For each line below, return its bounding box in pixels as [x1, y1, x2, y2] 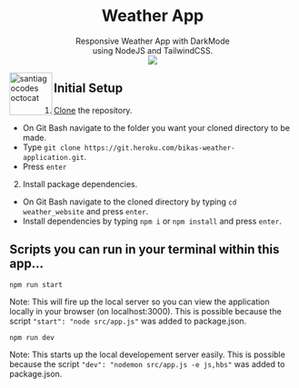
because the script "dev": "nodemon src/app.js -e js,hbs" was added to [9, 358, 285, 369]
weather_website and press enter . [22, 205, 149, 216]
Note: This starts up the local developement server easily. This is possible [9, 349, 286, 360]
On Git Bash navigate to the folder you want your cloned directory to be [22, 122, 291, 133]
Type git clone [22, 142, 81, 153]
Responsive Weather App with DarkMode [75, 35, 230, 46]
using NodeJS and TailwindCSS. [92, 45, 214, 55]
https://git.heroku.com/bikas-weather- [85, 143, 235, 153]
